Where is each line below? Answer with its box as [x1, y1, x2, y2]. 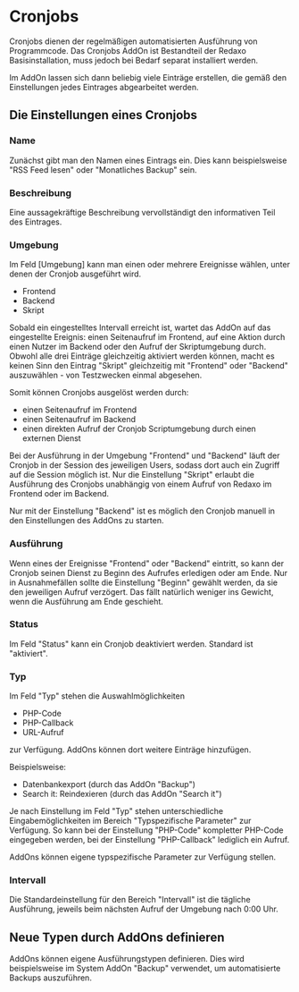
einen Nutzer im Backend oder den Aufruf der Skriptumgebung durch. [9, 342, 267, 352]
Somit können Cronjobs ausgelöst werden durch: [9, 387, 189, 398]
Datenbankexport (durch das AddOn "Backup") [21, 779, 196, 790]
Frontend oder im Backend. [9, 488, 110, 499]
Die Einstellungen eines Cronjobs [9, 107, 198, 123]
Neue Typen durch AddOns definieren [9, 929, 225, 945]
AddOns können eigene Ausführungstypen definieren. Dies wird [9, 954, 245, 964]
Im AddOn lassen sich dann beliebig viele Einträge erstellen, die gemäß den [9, 72, 287, 82]
